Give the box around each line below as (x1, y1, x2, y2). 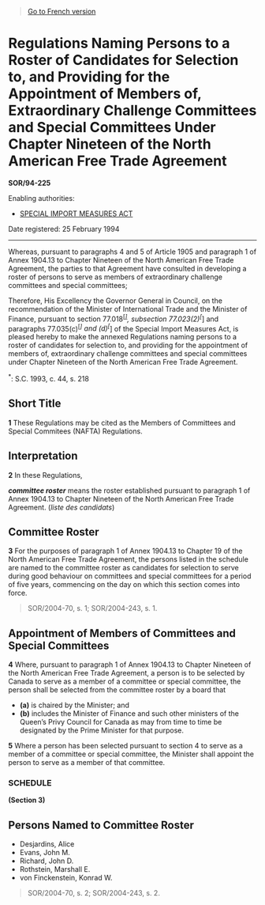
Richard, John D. (19, 856, 74, 865)
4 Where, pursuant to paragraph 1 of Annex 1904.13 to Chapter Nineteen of (8, 660, 252, 669)
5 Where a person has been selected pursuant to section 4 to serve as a (8, 741, 243, 751)
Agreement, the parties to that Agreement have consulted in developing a (8, 263, 247, 273)
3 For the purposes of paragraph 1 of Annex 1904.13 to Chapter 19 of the (8, 546, 243, 556)
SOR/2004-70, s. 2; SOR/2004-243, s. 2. (27, 888, 160, 898)
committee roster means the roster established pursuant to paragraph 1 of (8, 486, 251, 495)
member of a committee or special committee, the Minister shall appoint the (8, 749, 255, 759)
